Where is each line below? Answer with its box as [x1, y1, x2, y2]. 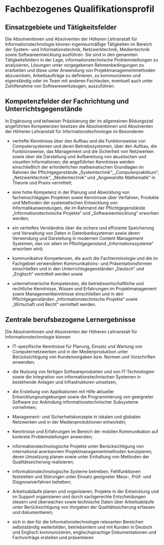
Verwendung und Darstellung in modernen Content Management [12, 235, 143, 241]
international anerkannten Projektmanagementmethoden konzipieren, [12, 448, 153, 454]
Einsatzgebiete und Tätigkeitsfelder [5, 23, 117, 31]
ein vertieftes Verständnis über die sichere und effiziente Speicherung [12, 225, 154, 230]
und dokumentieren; [12, 509, 54, 515]
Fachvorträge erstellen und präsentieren [12, 534, 94, 540]
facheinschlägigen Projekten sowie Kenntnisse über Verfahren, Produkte [12, 194, 160, 200]
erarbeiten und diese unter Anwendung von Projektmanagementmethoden [5, 67, 156, 73]
